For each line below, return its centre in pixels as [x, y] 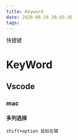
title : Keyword [25, 12]
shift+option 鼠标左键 [32, 131]
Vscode [21, 86]
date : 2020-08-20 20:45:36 [39, 17]
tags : [13, 23]
